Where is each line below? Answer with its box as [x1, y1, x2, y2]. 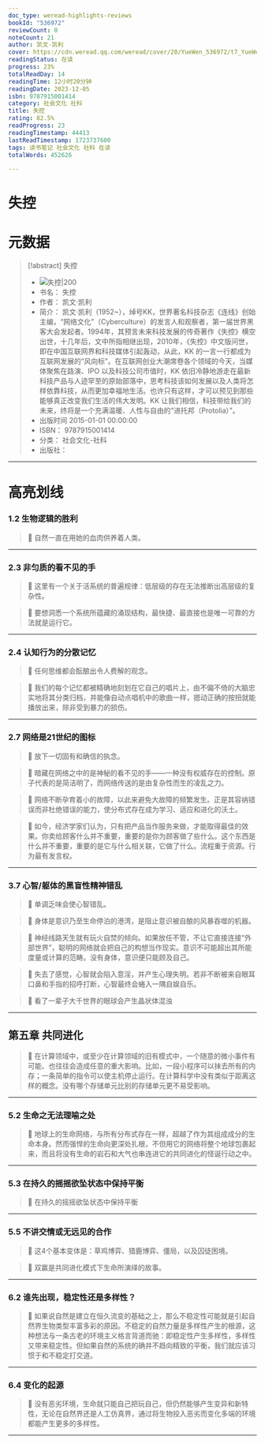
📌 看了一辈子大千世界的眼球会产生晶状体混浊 [27, 996, 173, 1006]
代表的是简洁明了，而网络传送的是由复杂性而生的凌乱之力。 [34, 778, 229, 787]
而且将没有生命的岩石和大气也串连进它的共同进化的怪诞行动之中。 [41, 1149, 256, 1158]
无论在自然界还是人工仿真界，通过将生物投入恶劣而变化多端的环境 [41, 1409, 256, 1419]
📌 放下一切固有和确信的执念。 [27, 751, 125, 761]
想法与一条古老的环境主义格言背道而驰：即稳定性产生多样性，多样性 [34, 1331, 256, 1341]
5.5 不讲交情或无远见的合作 [8, 1226, 112, 1237]
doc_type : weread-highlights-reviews [8, 11, 132, 20]
